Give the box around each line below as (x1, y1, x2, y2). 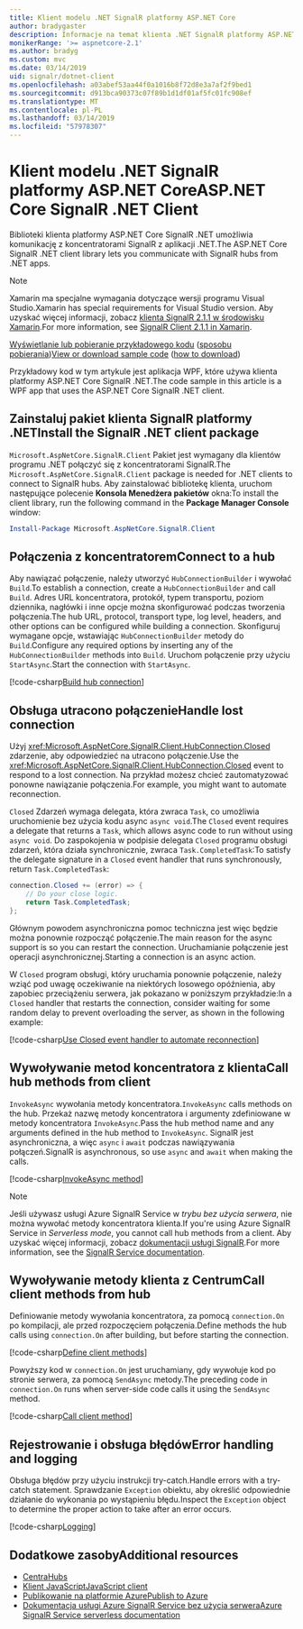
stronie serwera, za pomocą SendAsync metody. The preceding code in (9, 1374, 268, 1385)
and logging (9, 1451, 78, 1466)
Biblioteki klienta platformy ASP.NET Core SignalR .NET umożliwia (9, 229, 254, 240)
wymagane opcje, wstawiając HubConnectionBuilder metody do (9, 630, 244, 641)
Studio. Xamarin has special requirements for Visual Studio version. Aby (9, 302, 273, 313)
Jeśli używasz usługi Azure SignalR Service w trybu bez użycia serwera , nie (9, 1208, 293, 1219)
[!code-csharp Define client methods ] (9, 1347, 147, 1358)
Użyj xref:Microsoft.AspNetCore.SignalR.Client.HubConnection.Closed (9, 741, 271, 752)
